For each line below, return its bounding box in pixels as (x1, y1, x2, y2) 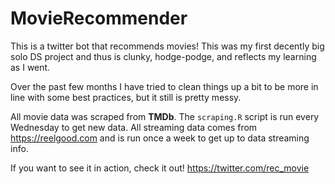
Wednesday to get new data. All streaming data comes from (10, 121, 258, 133)
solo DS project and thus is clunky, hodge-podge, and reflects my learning (10, 50, 317, 62)
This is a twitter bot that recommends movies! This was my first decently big (10, 40, 325, 52)
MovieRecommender (10, 7, 188, 30)
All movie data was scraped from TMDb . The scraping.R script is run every (10, 110, 320, 122)
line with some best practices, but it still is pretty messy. (10, 91, 242, 103)
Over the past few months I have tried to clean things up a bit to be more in (10, 80, 319, 92)
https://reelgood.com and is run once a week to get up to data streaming (10, 132, 310, 144)
